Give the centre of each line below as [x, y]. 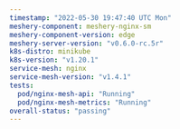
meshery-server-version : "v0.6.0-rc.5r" [87, 43]
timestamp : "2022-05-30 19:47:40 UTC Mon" [90, 18]
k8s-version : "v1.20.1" [54, 60]
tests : [22, 85]
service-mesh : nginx [48, 69]
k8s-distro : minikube [50, 52]
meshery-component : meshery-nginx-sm [81, 26]
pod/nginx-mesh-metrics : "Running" [85, 102]
